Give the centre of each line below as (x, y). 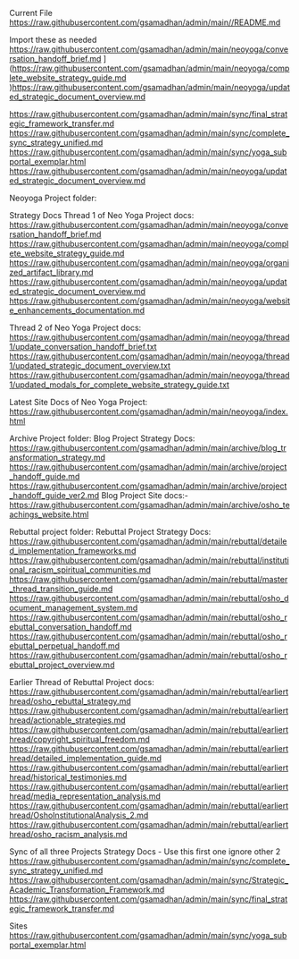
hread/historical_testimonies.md (68, 777)
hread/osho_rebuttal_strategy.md (70, 701)
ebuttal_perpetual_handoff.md (65, 646)
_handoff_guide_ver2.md (54, 495)
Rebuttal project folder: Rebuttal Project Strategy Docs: (110, 532)
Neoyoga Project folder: (53, 198)
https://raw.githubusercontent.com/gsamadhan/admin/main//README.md (145, 22)
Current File (31, 13)
